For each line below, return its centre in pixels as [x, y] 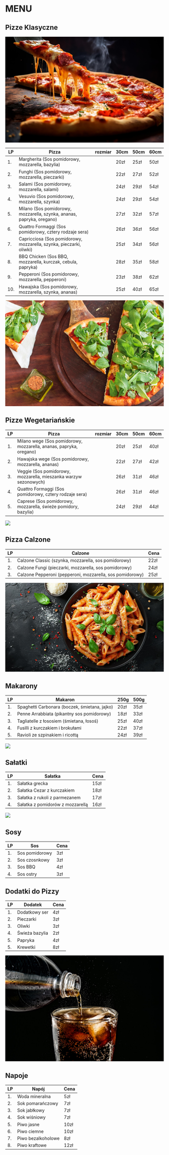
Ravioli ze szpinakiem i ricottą [48, 735]
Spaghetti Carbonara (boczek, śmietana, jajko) [65, 707]
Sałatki [16, 762]
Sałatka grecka [33, 784]
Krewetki [26, 947]
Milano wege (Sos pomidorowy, [50, 441]
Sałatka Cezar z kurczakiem [46, 790]
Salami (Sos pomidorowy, [45, 184]
